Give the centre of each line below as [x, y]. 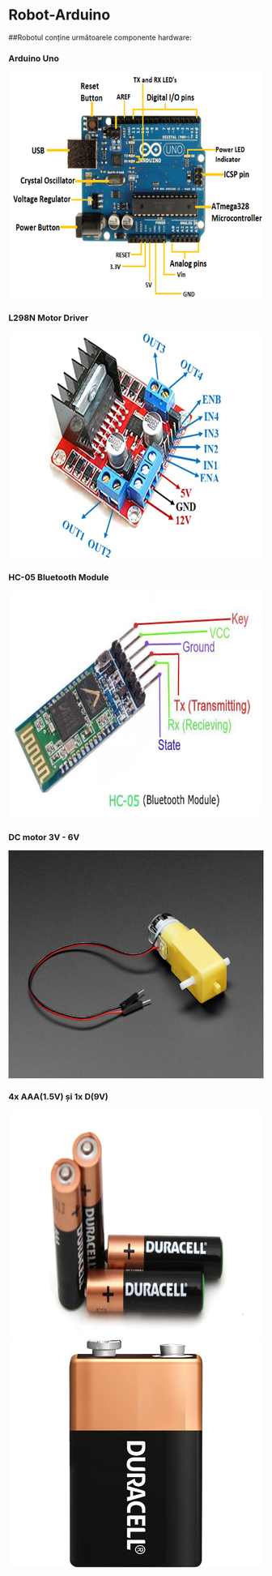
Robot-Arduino [59, 15]
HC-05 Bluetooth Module [59, 577]
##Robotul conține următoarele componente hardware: [100, 37]
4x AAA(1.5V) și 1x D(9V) [59, 1097]
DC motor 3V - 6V [44, 837]
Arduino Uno [34, 58]
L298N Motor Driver [49, 318]
